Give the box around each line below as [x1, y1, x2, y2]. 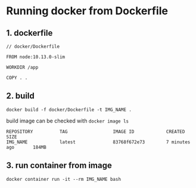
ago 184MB [6, 144, 46, 150]
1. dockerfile [6, 28, 53, 38]
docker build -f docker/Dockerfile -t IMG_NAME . [6, 106, 132, 112]
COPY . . [6, 75, 28, 81]
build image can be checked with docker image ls [6, 117, 129, 124]
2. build [6, 91, 35, 101]
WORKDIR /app [6, 64, 39, 70]
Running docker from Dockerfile [6, 4, 169, 18]
